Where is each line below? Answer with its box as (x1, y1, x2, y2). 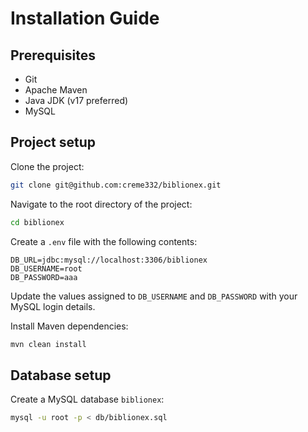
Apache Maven (24, 84, 88, 96)
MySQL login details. (10, 300, 96, 312)
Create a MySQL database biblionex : (10, 393, 165, 406)
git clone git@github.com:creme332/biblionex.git (10, 180, 222, 190)
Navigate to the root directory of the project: (10, 198, 193, 210)
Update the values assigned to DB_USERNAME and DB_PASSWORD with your (10, 290, 298, 302)
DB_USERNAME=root (10, 263, 83, 274)
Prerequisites (10, 47, 96, 64)
